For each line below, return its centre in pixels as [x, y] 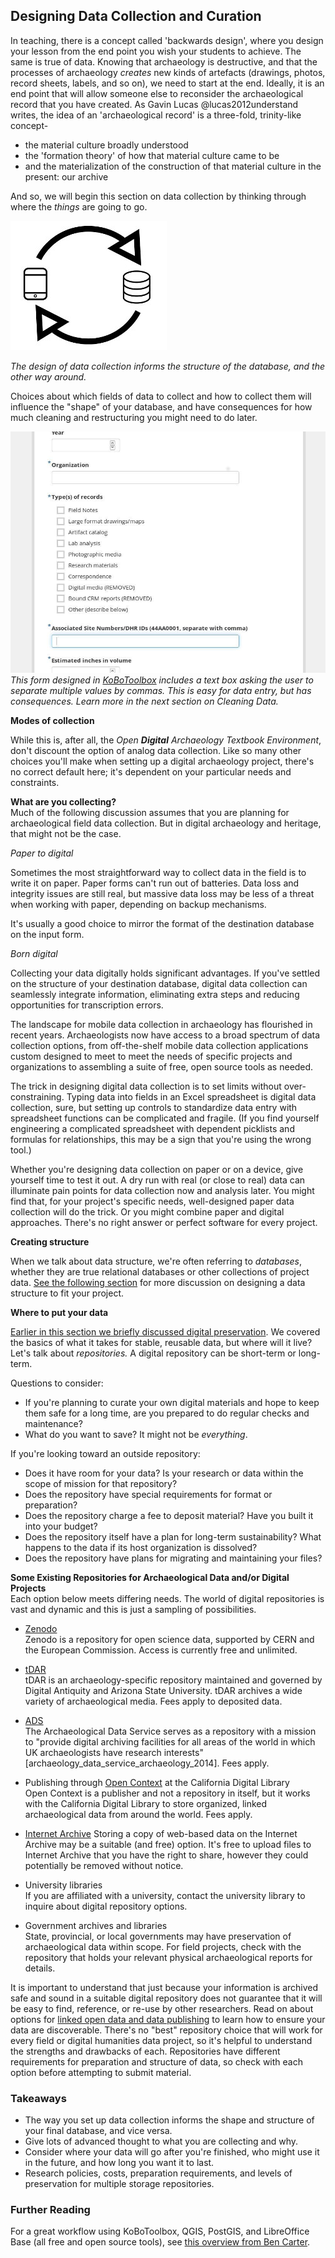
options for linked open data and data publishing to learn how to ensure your [168, 2019]
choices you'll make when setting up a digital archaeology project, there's [162, 761]
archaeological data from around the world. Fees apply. [138, 1814]
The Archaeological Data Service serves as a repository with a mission [170, 1731]
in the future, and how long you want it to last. [119, 2163]
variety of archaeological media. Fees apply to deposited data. [153, 1701]
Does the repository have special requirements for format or [148, 1494]
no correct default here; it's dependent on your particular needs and [151, 771]
